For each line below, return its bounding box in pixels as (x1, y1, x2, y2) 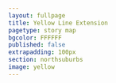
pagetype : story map (8, 26, 77, 34)
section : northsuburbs (8, 56, 83, 64)
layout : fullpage (8, 11, 66, 20)
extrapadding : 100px (8, 48, 77, 56)
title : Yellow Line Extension (8, 19, 109, 27)
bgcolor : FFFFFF (8, 33, 62, 42)
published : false (8, 41, 66, 49)
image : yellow (8, 63, 56, 71)
